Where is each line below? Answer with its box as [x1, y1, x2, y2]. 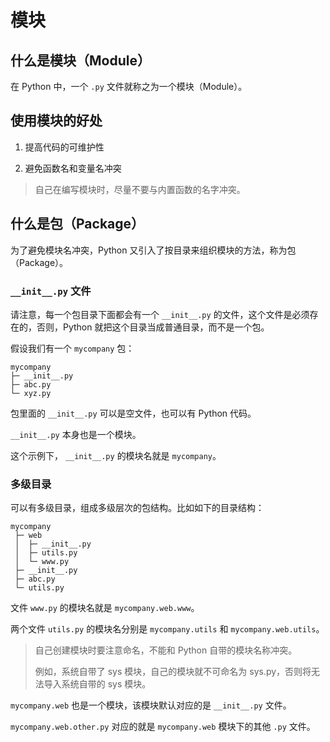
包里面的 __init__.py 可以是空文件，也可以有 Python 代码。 [10, 407, 257, 419]
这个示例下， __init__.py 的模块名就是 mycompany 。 [10, 449, 222, 461]
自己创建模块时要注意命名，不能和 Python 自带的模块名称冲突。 [34, 644, 298, 656]
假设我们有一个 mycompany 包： [10, 342, 135, 354]
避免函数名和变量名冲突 [24, 162, 122, 174]
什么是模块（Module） [10, 52, 151, 69]
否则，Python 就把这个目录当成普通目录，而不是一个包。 [36, 321, 270, 333]
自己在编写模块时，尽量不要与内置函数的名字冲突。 [34, 183, 246, 195]
